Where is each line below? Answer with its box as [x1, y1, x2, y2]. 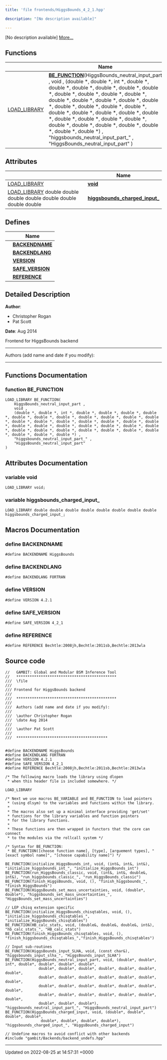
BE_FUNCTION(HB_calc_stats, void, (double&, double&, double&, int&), [5, 923, 155, 928]
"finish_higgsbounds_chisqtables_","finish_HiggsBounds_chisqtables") [5, 936, 155, 941]
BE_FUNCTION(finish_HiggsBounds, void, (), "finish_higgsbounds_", [5, 879, 148, 884]
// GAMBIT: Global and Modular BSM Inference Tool [5, 670, 117, 675]
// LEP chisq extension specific [5, 905, 75, 910]
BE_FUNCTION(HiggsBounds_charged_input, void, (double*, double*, [5, 1010, 146, 1015]
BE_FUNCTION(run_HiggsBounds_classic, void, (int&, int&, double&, [5, 870, 148, 875]
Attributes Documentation [5, 459, 88, 467]
